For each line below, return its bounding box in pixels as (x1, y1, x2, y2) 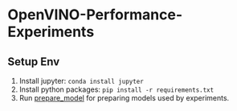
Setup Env (7, 55, 60, 68)
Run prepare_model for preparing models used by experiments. (18, 93, 230, 102)
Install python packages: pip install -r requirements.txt (18, 84, 215, 94)
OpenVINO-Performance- (7, 6, 183, 24)
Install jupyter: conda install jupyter (18, 76, 144, 85)
